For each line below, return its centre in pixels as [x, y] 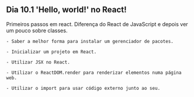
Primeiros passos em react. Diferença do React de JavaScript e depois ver [97, 24]
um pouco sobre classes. [37, 30]
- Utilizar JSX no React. [38, 62]
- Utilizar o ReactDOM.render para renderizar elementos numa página [94, 73]
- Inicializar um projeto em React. [51, 52]
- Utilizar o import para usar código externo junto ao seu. [83, 88]
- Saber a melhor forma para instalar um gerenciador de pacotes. [90, 41]
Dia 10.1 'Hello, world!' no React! [66, 10]
